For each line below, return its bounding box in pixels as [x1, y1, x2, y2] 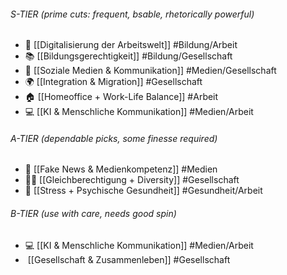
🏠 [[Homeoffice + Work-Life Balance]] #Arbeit [24, 91, 219, 103]
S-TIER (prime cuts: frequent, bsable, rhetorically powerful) [10, 8, 255, 20]
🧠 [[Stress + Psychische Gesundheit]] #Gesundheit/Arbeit [24, 185, 263, 197]
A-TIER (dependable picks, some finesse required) [10, 132, 218, 144]
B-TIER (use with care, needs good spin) [10, 208, 177, 219]
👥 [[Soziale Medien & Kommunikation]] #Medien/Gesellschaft [24, 65, 277, 77]
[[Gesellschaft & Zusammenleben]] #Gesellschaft [27, 253, 231, 265]
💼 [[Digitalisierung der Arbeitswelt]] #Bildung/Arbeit [24, 39, 238, 51]
